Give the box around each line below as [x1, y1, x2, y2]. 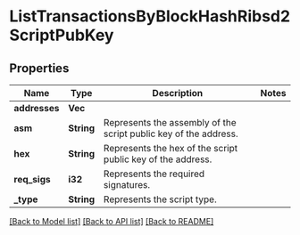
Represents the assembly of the [103, 117, 237, 128]
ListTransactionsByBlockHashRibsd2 [9, 6, 291, 27]
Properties [9, 61, 70, 76]
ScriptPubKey [9, 25, 114, 45]
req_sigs [13, 174, 51, 185]
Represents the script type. [103, 193, 217, 206]
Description [152, 87, 204, 99]
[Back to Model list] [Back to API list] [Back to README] [9, 216, 214, 226]
